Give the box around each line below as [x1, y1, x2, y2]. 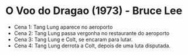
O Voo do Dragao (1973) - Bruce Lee [5, 4, 183, 18]
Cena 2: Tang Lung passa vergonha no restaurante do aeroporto [13, 29, 170, 36]
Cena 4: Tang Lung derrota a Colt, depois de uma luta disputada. [13, 42, 171, 49]
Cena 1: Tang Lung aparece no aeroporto [13, 23, 113, 30]
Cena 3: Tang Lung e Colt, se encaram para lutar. [13, 36, 133, 43]
